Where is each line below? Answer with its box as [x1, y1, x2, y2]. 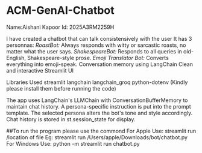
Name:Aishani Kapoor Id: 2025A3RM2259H [6, 23, 115, 31]
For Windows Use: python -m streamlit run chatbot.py [6, 140, 140, 147]
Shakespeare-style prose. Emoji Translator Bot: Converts [27, 54, 169, 61]
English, [6, 54, 26, 61]
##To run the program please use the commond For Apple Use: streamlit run [6, 127, 197, 134]
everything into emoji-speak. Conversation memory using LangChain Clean [6, 61, 193, 68]
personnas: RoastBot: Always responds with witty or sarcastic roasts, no [6, 41, 186, 49]
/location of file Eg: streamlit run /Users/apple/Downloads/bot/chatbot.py [6, 133, 188, 141]
